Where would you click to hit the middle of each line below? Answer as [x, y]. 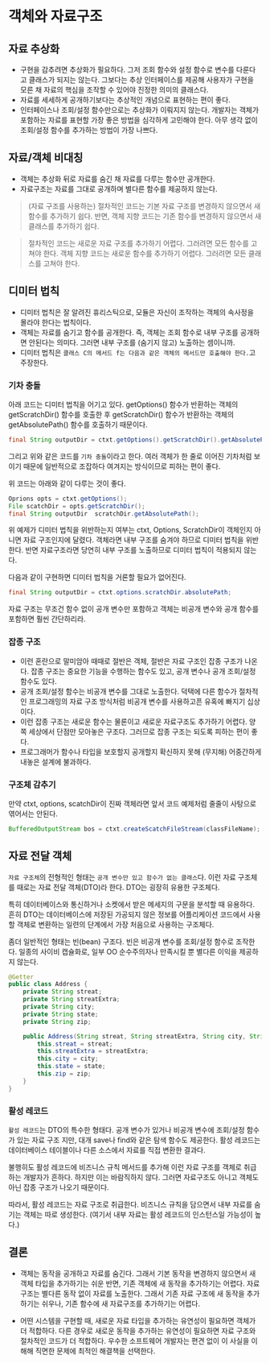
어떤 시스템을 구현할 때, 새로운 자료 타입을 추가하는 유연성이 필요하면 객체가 [138, 1320]
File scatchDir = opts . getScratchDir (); [77, 506]
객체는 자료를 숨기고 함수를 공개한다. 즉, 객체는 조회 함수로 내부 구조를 [129, 332]
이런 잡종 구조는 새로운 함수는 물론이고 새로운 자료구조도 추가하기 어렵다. [133, 721]
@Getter [21, 977]
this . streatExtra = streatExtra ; [93, 1051]
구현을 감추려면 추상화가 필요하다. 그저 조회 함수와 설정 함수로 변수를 [127, 70]
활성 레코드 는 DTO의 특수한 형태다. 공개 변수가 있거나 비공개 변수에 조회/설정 [127, 1130]
